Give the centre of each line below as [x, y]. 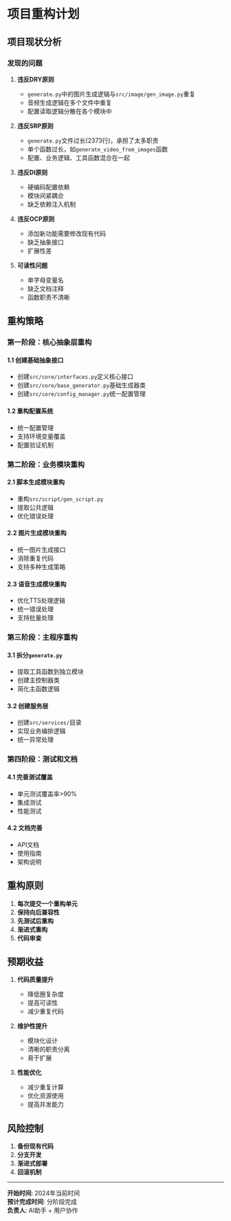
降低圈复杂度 [45, 994]
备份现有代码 [35, 1146]
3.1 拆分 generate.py [35, 655]
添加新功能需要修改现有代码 [67, 233]
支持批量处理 [35, 618]
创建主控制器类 [38, 680]
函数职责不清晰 [48, 297]
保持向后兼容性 [38, 912]
